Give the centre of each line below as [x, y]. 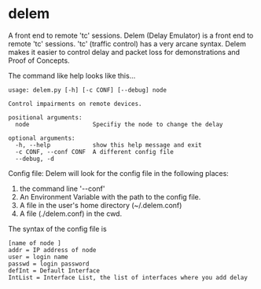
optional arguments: [42, 138]
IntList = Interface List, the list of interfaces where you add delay [128, 277]
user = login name [38, 257]
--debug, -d [35, 159]
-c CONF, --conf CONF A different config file [95, 152]
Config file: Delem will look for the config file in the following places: [119, 173]
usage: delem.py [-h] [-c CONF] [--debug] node [88, 90]
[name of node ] [35, 243]
